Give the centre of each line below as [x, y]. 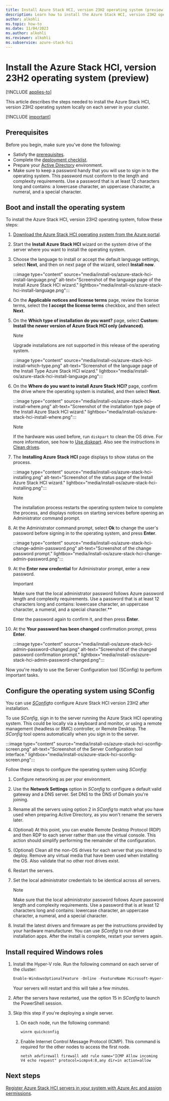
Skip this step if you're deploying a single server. [63, 1013]
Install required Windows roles [54, 952]
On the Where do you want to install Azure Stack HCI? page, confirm [85, 386]
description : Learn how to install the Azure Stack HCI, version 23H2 [81, 15]
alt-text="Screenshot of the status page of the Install [99, 477]
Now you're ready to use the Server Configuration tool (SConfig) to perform [84, 670]
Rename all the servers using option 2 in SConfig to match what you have [88, 809]
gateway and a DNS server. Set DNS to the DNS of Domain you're [80, 794]
